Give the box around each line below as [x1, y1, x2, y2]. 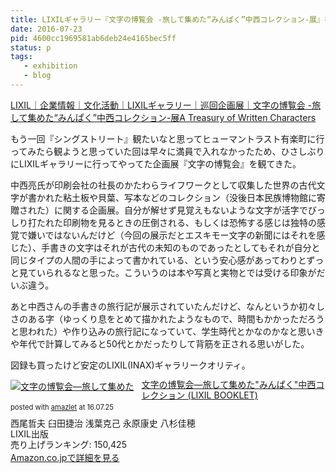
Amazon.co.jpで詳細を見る [10, 452, 120, 464]
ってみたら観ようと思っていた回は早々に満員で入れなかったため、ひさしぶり [10, 145, 325, 157]
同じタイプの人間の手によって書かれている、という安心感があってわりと [10, 254, 307, 266]
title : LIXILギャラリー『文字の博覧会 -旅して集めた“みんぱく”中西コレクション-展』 [10, 14, 325, 25]
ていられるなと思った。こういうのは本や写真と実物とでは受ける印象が [27, 266, 317, 278]
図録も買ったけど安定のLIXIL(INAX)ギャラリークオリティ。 [10, 359, 251, 371]
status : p [10, 42, 52, 53]
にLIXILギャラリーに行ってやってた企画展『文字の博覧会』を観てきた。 [10, 157, 302, 170]
